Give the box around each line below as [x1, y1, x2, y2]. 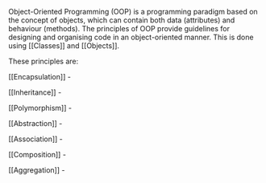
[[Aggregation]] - [8, 165, 65, 175]
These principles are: [8, 56, 79, 66]
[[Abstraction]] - [8, 119, 63, 128]
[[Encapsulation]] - [8, 72, 71, 81]
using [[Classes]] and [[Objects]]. [8, 41, 119, 51]
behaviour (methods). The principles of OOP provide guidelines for [8, 24, 230, 33]
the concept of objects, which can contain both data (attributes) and [8, 15, 235, 25]
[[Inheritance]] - [8, 87, 62, 97]
